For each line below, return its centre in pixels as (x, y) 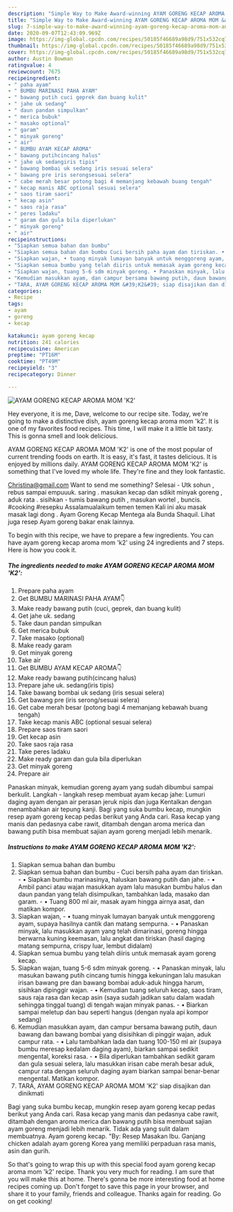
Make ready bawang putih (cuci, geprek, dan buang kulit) (100, 608)
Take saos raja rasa (45, 744)
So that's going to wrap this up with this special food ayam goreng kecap (112, 1164)
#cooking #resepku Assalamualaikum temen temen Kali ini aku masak (107, 506)
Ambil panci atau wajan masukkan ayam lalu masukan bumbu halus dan (120, 887)
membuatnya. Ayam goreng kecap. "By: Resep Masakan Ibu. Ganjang (107, 1136)
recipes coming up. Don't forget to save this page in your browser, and (109, 1186)
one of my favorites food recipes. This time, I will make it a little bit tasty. (111, 428)
